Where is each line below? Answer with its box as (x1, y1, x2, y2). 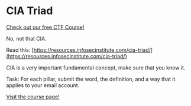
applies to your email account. (6, 81, 80, 89)
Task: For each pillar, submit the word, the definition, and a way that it (6, 75, 176, 82)
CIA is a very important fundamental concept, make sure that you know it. (6, 64, 186, 71)
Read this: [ (6, 46, 34, 54)
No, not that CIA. (6, 35, 47, 42)
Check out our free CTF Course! (6, 24, 85, 31)
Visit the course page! (6, 93, 60, 100)
